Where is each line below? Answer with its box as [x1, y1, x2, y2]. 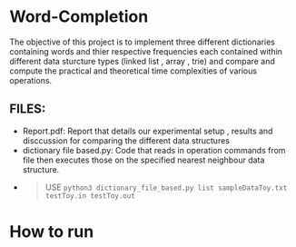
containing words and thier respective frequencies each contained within [9, 45, 283, 56]
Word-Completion [9, 6, 149, 27]
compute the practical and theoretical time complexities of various [9, 65, 257, 76]
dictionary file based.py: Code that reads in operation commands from [22, 144, 286, 155]
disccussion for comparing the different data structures [22, 134, 230, 146]
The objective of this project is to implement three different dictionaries [9, 36, 275, 47]
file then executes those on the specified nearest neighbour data [22, 154, 265, 165]
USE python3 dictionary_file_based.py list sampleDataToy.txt [44, 182, 288, 193]
